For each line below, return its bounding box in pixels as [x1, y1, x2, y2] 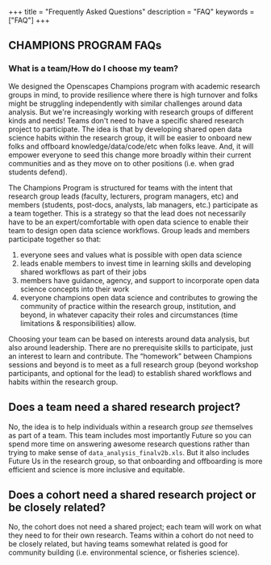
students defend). [8, 167, 68, 177]
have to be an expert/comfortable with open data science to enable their [8, 217, 249, 227]
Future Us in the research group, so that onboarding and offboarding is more [8, 456, 263, 466]
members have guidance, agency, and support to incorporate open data [19, 275, 260, 285]
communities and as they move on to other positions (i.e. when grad [8, 158, 235, 168]
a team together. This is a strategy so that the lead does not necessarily [8, 208, 247, 218]
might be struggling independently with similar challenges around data [8, 98, 243, 108]
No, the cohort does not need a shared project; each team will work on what [8, 522, 262, 532]
